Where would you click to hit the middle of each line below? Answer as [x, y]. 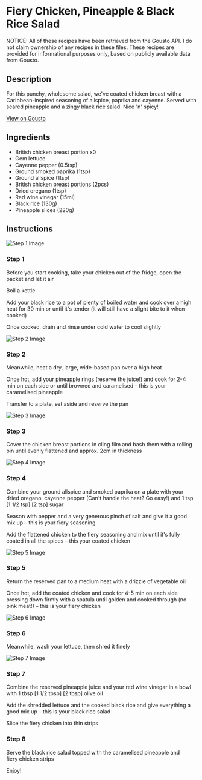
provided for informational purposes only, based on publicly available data [99, 53]
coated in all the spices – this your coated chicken [68, 541]
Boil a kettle [21, 290]
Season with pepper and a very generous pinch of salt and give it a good [97, 516]
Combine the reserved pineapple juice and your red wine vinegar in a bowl [99, 687]
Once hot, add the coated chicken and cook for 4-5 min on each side [92, 593]
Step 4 [16, 478]
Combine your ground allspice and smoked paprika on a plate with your [95, 491]
